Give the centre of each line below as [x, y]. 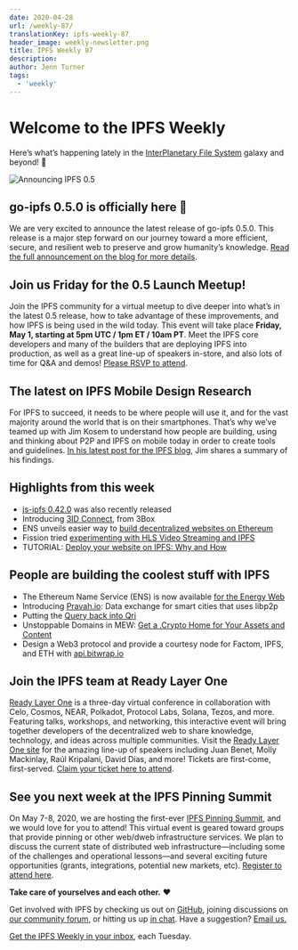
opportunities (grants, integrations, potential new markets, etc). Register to [146, 865]
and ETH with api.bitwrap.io [73, 653]
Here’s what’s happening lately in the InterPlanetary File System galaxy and [147, 152]
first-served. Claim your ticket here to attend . [92, 769]
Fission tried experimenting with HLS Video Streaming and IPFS [138, 537]
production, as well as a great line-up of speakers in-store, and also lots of [146, 353]
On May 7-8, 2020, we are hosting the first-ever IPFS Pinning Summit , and [145, 818]
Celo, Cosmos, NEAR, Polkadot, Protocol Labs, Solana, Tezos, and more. [142, 712]
